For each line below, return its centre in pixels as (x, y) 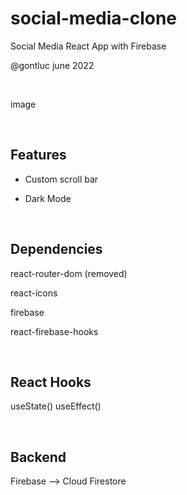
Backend (38, 457)
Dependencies (56, 249)
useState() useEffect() (56, 406)
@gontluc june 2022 (52, 65)
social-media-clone (94, 18)
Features (38, 155)
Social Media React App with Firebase (88, 46)
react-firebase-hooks (54, 331)
